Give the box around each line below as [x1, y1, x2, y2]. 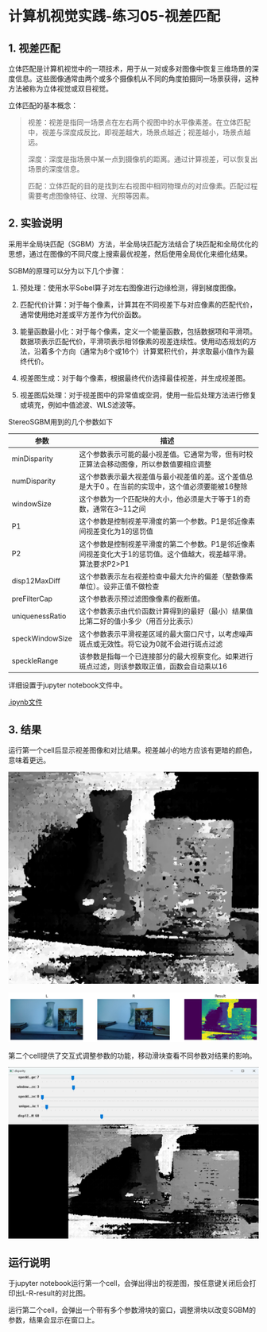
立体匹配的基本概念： [8, 101, 78, 110]
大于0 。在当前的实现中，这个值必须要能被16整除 [86, 482, 248, 491]
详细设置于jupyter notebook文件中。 [8, 680, 127, 690]
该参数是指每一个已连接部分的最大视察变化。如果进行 [79, 651, 253, 660]
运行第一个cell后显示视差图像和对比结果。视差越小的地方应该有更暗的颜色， [8, 745, 257, 755]
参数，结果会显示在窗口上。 [8, 1315, 99, 1325]
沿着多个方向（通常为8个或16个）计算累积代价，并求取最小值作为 [33, 347, 248, 356]
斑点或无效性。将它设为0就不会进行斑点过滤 [79, 639, 223, 649]
